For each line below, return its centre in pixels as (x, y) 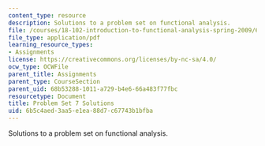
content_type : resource (47, 15)
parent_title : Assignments (52, 74)
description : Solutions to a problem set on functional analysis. (119, 23)
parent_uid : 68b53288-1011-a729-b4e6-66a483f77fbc (93, 89)
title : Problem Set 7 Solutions (61, 103)
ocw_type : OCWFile (38, 67)
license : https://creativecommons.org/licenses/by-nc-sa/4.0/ (112, 60)
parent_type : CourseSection (54, 81)
